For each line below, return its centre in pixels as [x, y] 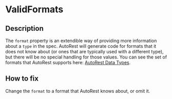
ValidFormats [34, 9]
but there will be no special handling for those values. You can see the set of [86, 57]
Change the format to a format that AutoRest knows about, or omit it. [78, 91]
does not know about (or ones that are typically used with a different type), [84, 52]
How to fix [22, 79]
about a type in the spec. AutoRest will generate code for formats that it [81, 46]
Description [24, 28]
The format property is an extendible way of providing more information [81, 41]
